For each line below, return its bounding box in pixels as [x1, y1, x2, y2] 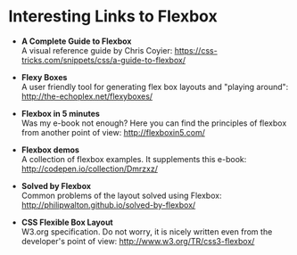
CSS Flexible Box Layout [21, 217, 113, 227]
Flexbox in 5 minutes [21, 108, 100, 119]
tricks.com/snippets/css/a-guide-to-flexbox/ [21, 54, 186, 65]
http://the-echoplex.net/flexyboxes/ [21, 91, 153, 102]
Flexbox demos [21, 144, 79, 155]
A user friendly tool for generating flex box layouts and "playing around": [21, 81, 289, 92]
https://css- [174, 45, 218, 55]
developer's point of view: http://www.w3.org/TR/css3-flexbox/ [21, 235, 255, 246]
